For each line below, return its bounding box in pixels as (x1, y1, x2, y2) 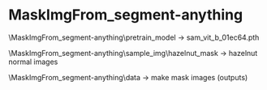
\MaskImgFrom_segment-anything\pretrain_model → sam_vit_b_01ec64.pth (8, 32, 260, 42)
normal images (8, 57, 58, 66)
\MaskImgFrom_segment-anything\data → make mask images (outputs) (8, 72, 248, 82)
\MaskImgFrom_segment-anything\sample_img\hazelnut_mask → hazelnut (8, 48, 258, 58)
